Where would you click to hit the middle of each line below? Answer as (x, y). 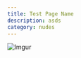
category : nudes (31, 27)
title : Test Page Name (40, 14)
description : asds (34, 21)
